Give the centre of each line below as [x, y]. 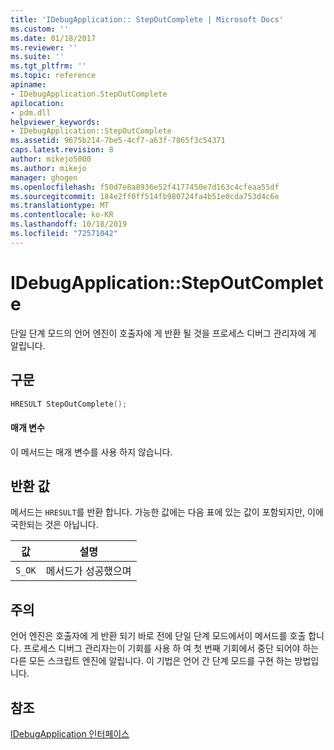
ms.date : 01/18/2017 [53, 38]
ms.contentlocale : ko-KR [62, 215]
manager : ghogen [44, 177]
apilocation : [37, 103]
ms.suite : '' [37, 57]
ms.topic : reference [53, 76]
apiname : [28, 85]
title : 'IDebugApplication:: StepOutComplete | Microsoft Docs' [147, 19]
